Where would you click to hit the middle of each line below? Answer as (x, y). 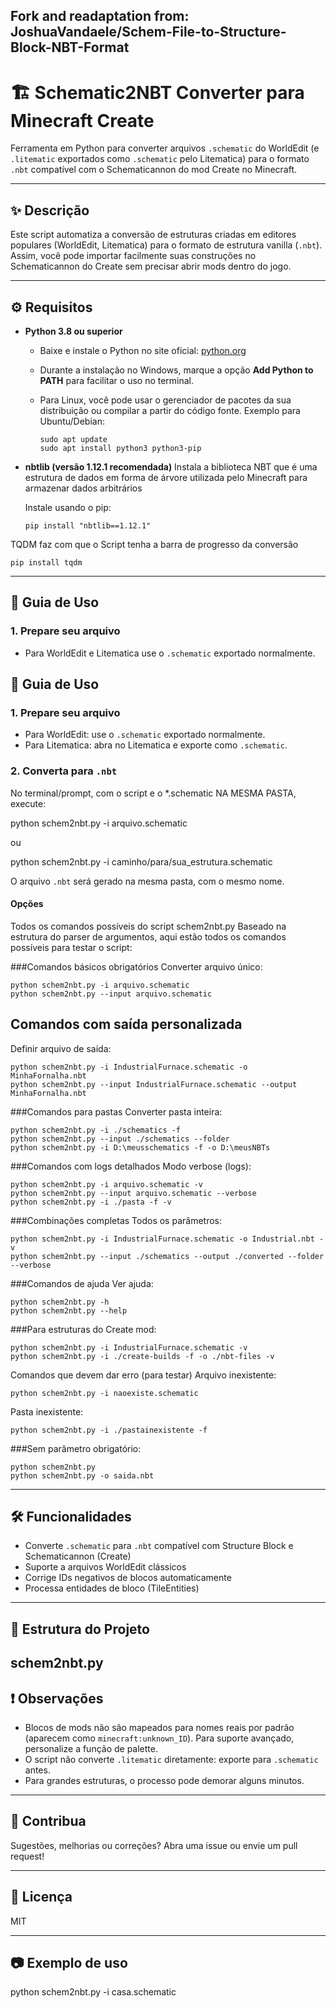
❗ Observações (57, 1698)
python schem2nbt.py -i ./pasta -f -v (91, 1202)
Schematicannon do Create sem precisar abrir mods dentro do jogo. (151, 266)
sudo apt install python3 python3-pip (120, 448)
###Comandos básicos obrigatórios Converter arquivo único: (136, 966)
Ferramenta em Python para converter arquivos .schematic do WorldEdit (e (165, 148)
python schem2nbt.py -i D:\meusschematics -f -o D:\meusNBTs (140, 1147)
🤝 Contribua (48, 1821)
